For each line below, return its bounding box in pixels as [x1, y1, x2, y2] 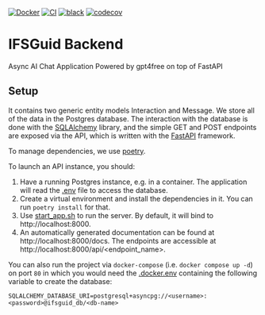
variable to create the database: [8, 276, 113, 286]
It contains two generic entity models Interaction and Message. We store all [8, 106, 255, 115]
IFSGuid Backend [8, 36, 124, 53]
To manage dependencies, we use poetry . [8, 146, 146, 156]
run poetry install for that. [19, 202, 111, 212]
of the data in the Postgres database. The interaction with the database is [8, 113, 248, 123]
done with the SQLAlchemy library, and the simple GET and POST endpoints [8, 122, 257, 132]
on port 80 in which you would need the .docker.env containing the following [8, 268, 258, 278]
